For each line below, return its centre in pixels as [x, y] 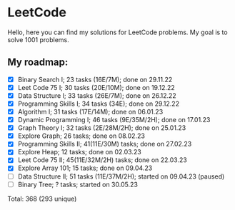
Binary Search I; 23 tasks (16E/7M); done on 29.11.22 [95, 79]
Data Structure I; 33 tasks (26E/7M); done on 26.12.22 [97, 95]
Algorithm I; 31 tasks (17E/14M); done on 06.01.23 [90, 112]
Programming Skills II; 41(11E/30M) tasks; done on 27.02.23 [105, 144]
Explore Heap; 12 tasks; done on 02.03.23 [79, 152]
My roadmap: [38, 62]
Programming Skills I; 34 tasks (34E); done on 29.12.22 [99, 104]
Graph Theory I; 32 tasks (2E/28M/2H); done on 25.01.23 [102, 128]
